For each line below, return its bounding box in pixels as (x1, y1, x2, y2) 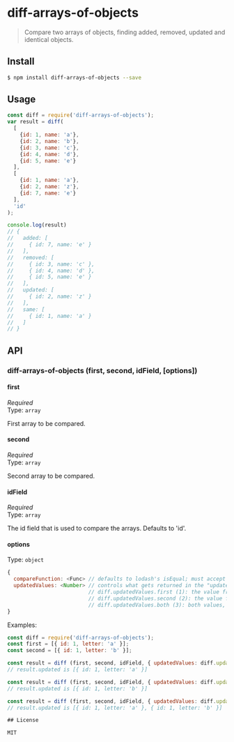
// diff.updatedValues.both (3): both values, (88, 601, 226, 608)
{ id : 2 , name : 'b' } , (19, 137, 79, 144)
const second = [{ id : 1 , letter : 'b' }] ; (7, 647, 132, 654)
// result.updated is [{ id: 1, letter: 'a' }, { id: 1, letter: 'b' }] (7, 704, 223, 711)
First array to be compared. (7, 419, 86, 427)
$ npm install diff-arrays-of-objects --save (7, 74, 141, 81)
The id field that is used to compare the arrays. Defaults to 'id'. (7, 524, 187, 533)
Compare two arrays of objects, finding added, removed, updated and (24, 28, 226, 36)
